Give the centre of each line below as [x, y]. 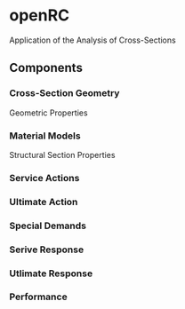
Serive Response [47, 250]
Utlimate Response [51, 273]
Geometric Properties [48, 113]
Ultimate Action [44, 202]
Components [46, 68]
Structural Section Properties [62, 154]
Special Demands [48, 226]
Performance [39, 297]
